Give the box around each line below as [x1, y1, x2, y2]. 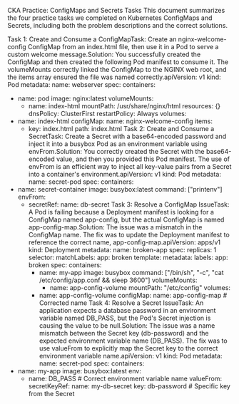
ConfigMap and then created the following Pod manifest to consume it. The [7, 58, 229, 66]
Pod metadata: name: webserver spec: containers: [7, 81, 156, 88]
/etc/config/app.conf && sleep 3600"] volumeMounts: [39, 276, 198, 284]
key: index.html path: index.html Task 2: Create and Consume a [28, 125, 215, 133]
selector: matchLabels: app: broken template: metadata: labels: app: [28, 253, 228, 261]
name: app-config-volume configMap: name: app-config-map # [39, 291, 228, 299]
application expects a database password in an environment [39, 306, 216, 314]
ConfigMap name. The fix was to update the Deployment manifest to [28, 231, 230, 239]
